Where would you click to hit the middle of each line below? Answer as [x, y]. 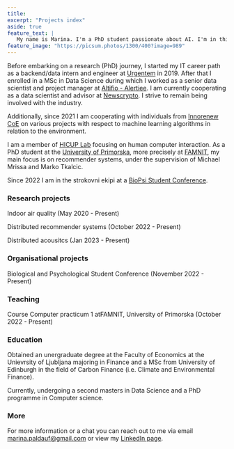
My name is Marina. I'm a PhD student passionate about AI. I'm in [116, 40]
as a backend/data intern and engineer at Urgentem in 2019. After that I [109, 73]
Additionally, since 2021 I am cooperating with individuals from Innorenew [113, 116]
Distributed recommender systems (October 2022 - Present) [94, 227]
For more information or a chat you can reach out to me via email [100, 431]
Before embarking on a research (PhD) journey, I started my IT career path [114, 66]
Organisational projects [48, 258]
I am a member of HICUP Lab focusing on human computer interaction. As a [116, 144]
